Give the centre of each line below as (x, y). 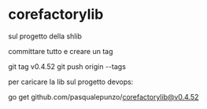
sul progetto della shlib (45, 36)
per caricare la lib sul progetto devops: (71, 82)
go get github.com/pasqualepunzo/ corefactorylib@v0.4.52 (103, 96)
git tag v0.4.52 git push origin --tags (67, 66)
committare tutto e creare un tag (61, 51)
